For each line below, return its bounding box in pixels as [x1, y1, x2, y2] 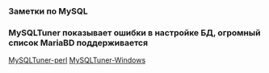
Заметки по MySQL [8, 6, 89, 17]
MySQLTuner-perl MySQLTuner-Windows [8, 55, 146, 65]
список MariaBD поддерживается [8, 37, 148, 48]
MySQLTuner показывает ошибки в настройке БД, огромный [8, 26, 261, 38]
